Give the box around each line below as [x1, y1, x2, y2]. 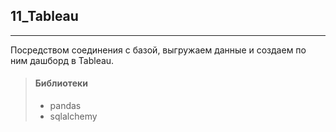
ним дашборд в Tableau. [10, 54, 115, 66]
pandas [49, 100, 82, 112]
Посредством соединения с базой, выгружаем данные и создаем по [10, 44, 307, 56]
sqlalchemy [49, 110, 98, 123]
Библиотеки [34, 77, 88, 89]
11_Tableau [10, 8, 79, 25]
